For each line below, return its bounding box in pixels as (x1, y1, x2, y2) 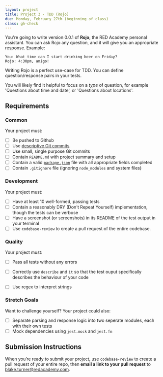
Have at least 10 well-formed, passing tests (12, 198, 100, 205)
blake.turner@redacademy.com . (5, 366, 70, 372)
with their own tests (12, 323, 53, 329)
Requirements (5, 102, 49, 110)
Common (5, 116, 28, 123)
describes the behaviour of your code (12, 274, 89, 280)
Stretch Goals (5, 297, 38, 304)
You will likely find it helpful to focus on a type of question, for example (5, 82, 149, 88)
